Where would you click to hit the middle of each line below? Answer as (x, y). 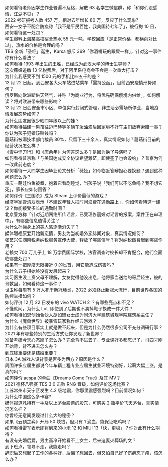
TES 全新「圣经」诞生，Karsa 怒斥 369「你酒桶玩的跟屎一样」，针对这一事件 (84, 51)
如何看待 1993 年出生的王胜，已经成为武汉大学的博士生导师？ (68, 64)
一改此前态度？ (20, 164)
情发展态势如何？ (23, 114)
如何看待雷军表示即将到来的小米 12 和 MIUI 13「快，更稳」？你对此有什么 (80, 428)
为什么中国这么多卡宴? (28, 396)
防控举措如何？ (20, 296)
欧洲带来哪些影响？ (42, 101)
